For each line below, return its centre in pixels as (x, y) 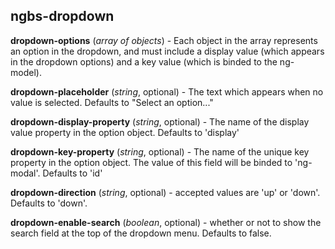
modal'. (25, 173)
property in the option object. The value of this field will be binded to (151, 162)
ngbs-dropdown (62, 16)
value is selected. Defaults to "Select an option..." (112, 102)
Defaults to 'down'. (49, 203)
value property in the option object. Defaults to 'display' (125, 132)
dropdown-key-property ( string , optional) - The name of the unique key (160, 151)
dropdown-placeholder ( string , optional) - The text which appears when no (167, 91)
